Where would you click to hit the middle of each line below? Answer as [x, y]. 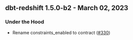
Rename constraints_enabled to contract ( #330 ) [61, 32]
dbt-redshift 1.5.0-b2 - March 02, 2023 [67, 8]
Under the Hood [25, 22]
